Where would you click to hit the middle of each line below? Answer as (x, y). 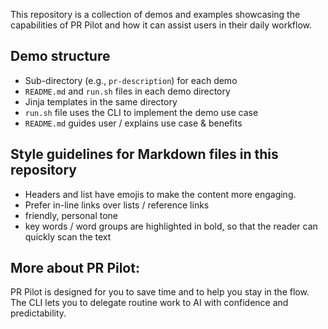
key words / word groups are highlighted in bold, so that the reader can (171, 226)
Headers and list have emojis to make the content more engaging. (160, 194)
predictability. (38, 313)
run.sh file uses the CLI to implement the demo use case (141, 112)
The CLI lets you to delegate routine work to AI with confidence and (149, 303)
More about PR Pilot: (75, 268)
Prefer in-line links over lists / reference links (117, 205)
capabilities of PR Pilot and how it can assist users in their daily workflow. (161, 25)
